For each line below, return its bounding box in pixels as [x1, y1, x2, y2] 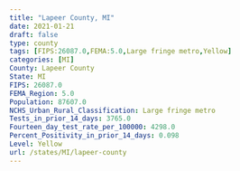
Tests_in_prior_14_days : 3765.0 [9, 114, 131, 123]
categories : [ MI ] [9, 55, 75, 64]
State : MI [9, 72, 47, 81]
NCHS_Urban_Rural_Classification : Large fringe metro [9, 106, 217, 115]
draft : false [9, 30, 59, 39]
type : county [9, 38, 59, 48]
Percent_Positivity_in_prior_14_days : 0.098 [9, 131, 180, 140]
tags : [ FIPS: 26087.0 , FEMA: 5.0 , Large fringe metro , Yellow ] [9, 47, 232, 56]
